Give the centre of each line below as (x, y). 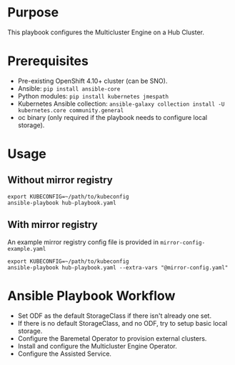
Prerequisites (48, 61)
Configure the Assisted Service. (65, 354)
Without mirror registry (60, 180)
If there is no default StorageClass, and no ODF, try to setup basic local (122, 323)
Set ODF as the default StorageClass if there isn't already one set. (115, 316)
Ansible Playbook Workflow (91, 295)
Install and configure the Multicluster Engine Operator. (97, 346)
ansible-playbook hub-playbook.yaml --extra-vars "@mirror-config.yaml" (118, 267)
